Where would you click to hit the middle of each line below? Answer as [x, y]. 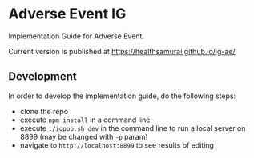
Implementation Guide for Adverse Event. [76, 36]
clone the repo [44, 111]
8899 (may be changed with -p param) [84, 136]
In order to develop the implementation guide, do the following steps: [122, 96]
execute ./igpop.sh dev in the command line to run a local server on [133, 128]
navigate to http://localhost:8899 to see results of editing [117, 145]
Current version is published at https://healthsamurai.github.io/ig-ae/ [122, 51]
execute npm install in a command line [85, 120]
